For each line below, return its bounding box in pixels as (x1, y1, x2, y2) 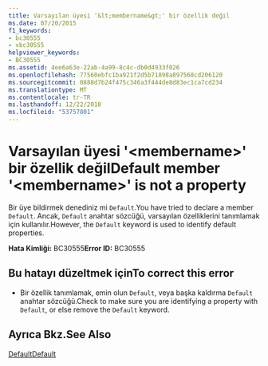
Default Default (8, 348, 57, 359)
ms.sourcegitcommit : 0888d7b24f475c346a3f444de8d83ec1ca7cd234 (8, 78, 223, 86)
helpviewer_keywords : (8, 49, 81, 57)
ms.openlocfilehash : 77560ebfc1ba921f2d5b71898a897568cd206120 (8, 71, 223, 79)
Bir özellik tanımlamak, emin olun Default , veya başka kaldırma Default (19, 288, 254, 297)
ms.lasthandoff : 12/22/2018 (8, 100, 102, 108)
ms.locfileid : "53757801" (8, 108, 94, 116)
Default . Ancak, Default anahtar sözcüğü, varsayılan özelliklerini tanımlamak (8, 211, 260, 220)
